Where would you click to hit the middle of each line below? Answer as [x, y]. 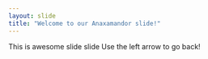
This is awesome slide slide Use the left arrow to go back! [104, 46]
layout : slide [32, 16]
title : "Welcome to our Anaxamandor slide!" [85, 23]
